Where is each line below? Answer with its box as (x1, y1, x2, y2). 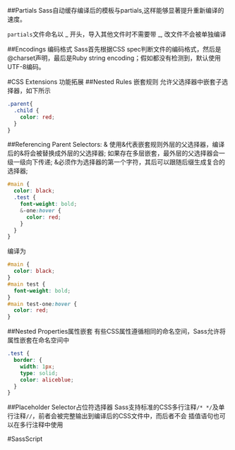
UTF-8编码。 (7, 63, 45, 71)
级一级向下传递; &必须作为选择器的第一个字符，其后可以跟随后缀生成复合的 (7, 158, 226, 166)
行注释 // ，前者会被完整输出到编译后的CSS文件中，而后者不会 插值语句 (7, 412, 214, 420)
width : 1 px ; (20, 363, 55, 370)
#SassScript (7, 434, 43, 443)
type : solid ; (20, 370, 59, 377)
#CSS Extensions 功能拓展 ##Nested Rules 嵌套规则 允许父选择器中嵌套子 (7, 78, 222, 86)
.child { (13, 107, 40, 114)
